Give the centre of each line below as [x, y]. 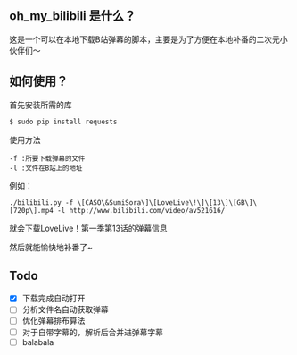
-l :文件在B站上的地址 [46, 168]
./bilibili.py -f [41, 203]
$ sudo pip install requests [63, 122]
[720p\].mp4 [31, 210]
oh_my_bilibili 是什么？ [73, 16]
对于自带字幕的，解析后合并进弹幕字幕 [92, 332]
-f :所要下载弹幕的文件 [47, 158]
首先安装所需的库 [41, 105]
